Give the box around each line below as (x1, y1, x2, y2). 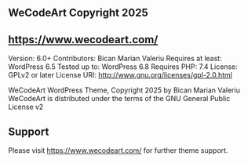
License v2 (8, 102, 44, 112)
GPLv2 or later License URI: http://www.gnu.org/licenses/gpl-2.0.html (8, 71, 233, 80)
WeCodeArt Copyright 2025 (8, 6, 148, 20)
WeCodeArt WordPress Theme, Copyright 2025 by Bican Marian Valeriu (8, 85, 241, 95)
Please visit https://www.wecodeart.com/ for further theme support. (8, 146, 228, 155)
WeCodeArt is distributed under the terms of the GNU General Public (8, 94, 231, 103)
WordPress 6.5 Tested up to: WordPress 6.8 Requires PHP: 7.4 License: (8, 62, 238, 71)
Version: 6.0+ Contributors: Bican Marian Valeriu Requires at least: (8, 54, 222, 63)
